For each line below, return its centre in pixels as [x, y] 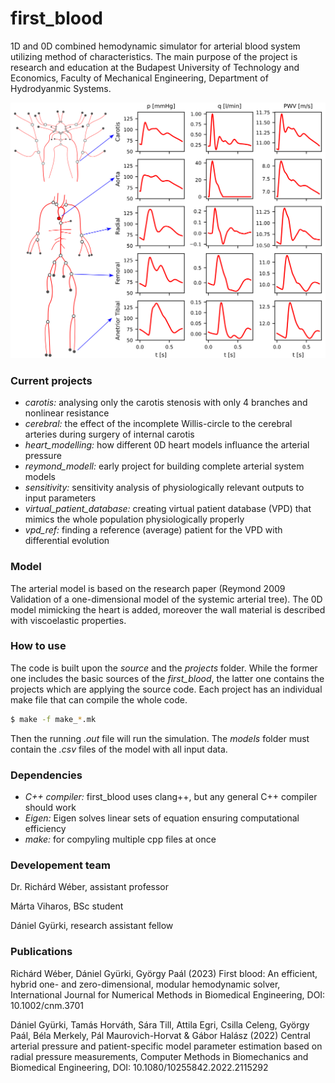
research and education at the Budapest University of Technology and [155, 67]
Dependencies [46, 775]
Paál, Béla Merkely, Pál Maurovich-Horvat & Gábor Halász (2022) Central [160, 1035]
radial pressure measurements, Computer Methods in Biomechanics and [159, 1056]
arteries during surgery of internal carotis [109, 434]
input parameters [60, 498]
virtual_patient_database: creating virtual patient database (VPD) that [168, 509]
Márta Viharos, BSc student [67, 906]
